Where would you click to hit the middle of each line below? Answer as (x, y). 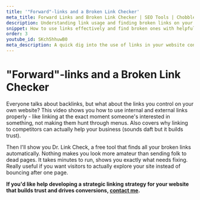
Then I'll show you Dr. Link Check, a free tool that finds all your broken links (99, 147)
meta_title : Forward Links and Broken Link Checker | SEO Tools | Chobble (101, 17)
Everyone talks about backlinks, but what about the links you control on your (100, 104)
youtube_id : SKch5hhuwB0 (37, 39)
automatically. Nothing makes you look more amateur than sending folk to (96, 153)
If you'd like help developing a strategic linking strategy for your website (98, 184)
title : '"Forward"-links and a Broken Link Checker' (73, 12)
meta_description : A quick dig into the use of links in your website (96, 45)
